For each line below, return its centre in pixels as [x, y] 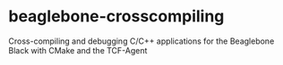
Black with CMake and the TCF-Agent [78, 50]
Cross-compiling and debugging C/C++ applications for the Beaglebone [141, 41]
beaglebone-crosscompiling [116, 16]
